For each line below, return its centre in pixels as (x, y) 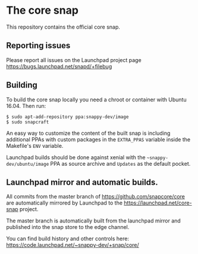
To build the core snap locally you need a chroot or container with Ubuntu (96, 100)
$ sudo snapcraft (28, 122)
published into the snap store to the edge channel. (68, 227)
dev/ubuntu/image (28, 164)
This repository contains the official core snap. (63, 27)
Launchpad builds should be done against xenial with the (76, 157)
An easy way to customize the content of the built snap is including (88, 133)
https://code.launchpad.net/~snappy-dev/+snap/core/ (73, 245)
